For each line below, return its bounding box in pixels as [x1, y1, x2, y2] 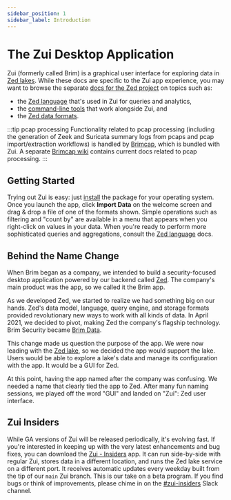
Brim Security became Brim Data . [7, 326, 102, 334]
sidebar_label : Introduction [7, 17, 91, 24]
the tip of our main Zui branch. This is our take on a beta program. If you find [7, 472, 223, 480]
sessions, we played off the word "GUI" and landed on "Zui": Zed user [7, 389, 206, 398]
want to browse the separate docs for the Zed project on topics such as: [7, 84, 212, 92]
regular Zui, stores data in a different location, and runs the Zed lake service [7, 457, 223, 465]
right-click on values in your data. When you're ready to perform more [7, 223, 207, 231]
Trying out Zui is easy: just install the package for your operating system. [7, 193, 214, 201]
